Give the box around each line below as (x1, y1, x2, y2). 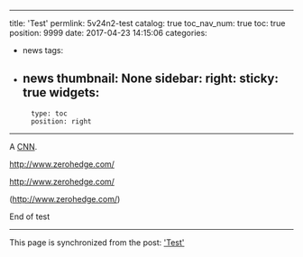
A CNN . (9, 141, 38, 151)
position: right (31, 116, 92, 126)
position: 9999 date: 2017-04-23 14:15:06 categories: (9, 28, 207, 38)
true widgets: (22, 85, 100, 100)
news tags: (22, 45, 64, 55)
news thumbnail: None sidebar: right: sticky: (22, 71, 280, 87)
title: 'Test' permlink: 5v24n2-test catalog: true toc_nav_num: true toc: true (9, 18, 286, 28)
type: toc (31, 109, 68, 118)
